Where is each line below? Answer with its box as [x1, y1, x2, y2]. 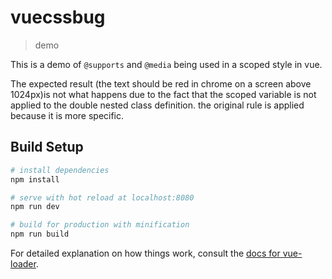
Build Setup [10, 139, 84, 156]
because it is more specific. [10, 109, 125, 121]
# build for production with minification [10, 220, 190, 230]
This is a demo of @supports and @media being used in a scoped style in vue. [10, 58, 323, 70]
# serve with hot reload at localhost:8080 [10, 192, 195, 203]
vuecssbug [10, 6, 106, 29]
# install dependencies [10, 165, 110, 175]
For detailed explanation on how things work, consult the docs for [10, 247, 281, 259]
